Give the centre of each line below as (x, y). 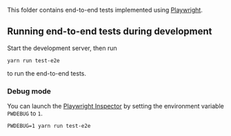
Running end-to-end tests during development (110, 31)
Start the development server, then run (62, 48)
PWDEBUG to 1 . (25, 113)
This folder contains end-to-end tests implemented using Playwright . (105, 10)
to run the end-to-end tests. (47, 73)
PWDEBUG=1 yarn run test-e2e (49, 126)
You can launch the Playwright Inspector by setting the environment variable (115, 106)
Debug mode (29, 91)
